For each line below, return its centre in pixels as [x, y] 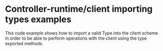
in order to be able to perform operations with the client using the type [76, 38]
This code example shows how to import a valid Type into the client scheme [81, 33]
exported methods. [24, 43]
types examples [38, 19]
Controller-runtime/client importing [79, 9]
